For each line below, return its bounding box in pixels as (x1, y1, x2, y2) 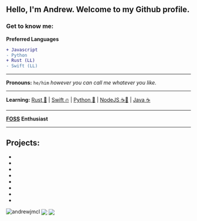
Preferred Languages (6, 35, 59, 43)
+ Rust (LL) (6, 58, 35, 64)
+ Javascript (6, 47, 38, 53)
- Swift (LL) (6, 63, 38, 69)
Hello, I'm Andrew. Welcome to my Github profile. (6, 5, 190, 15)
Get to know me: (6, 22, 54, 30)
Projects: (6, 137, 40, 148)
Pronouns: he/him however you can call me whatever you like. (6, 79, 157, 87)
